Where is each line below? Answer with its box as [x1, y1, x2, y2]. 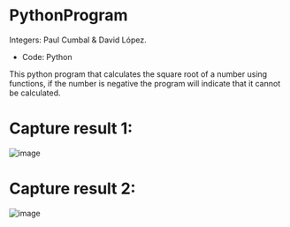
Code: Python [21, 51, 72, 62]
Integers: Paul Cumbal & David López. [9, 34, 148, 45]
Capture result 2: [9, 178, 136, 199]
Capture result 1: [9, 118, 134, 139]
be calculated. [9, 87, 61, 98]
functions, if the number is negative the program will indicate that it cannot [9, 78, 281, 88]
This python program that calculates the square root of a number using [9, 68, 268, 79]
